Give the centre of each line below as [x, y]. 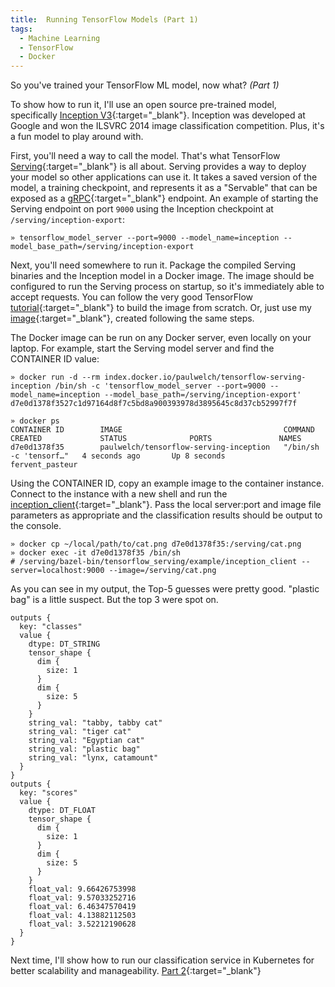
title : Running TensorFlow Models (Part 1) [104, 19]
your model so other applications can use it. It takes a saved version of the [164, 177]
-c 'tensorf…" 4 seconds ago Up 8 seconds [118, 456]
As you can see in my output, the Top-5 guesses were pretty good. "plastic [165, 589]
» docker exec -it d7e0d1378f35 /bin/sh [96, 553]
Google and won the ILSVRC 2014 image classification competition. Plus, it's [167, 126]
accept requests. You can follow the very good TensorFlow [132, 297]
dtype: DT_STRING [64, 644]
